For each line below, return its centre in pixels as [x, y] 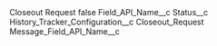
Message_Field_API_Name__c [65, 32]
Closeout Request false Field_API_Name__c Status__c [109, 12]
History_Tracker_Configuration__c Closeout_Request [107, 22]
